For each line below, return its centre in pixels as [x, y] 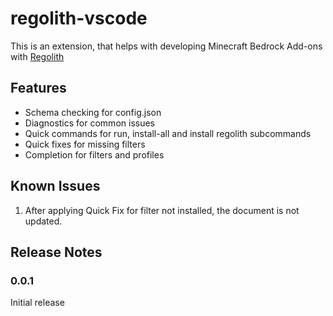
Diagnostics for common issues [89, 123]
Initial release [37, 303]
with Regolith [37, 56]
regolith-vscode [79, 18]
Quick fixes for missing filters [85, 144]
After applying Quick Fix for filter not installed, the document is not [162, 210]
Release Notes [56, 252]
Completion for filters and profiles [94, 154]
